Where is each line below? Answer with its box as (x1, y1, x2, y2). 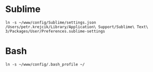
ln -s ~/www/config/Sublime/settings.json (5, 20, 96, 25)
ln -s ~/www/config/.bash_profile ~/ (5, 61, 85, 67)
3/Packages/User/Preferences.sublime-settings (5, 28, 105, 33)
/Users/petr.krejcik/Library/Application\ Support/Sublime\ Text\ (5, 24, 148, 29)
